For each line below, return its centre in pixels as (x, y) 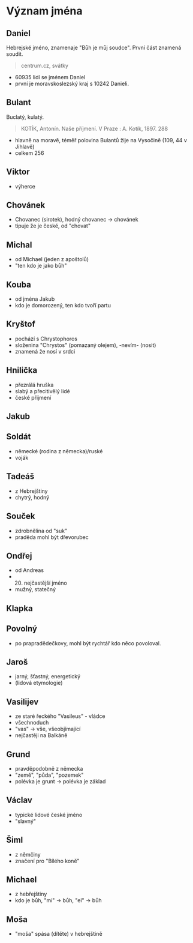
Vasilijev (22, 701)
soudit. (15, 54)
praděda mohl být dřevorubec (52, 537)
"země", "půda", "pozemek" (49, 775)
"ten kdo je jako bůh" (41, 266)
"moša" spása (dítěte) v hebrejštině (59, 934)
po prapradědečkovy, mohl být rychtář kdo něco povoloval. (88, 643)
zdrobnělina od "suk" (41, 531)
